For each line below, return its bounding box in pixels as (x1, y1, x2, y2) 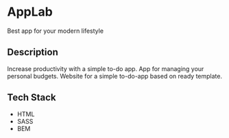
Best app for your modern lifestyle (7, 27, 104, 35)
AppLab (7, 4, 53, 20)
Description (7, 46, 58, 58)
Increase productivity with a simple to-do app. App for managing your (7, 64, 204, 72)
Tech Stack (7, 92, 56, 103)
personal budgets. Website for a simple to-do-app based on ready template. (7, 72, 223, 80)
